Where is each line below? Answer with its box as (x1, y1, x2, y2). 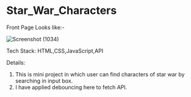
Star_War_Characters (6, 4, 117, 18)
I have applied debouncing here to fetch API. (15, 83, 128, 91)
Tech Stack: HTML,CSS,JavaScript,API (6, 47, 104, 55)
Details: (6, 59, 26, 66)
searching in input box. (15, 77, 73, 84)
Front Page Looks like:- (6, 24, 65, 31)
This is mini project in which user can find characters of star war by (15, 70, 185, 78)
